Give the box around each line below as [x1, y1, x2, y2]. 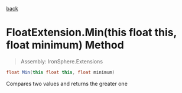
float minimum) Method [6, 39, 124, 52]
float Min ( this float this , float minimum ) [6, 69, 115, 75]
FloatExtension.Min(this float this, [6, 26, 177, 39]
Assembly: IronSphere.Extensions [20, 57, 103, 65]
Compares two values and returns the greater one [6, 80, 128, 87]
